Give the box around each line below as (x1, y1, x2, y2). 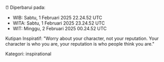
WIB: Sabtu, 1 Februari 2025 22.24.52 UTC (12, 15, 102, 20)
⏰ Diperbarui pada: (5, 5, 46, 10)
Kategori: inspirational (5, 51, 52, 57)
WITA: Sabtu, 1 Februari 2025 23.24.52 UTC (12, 20, 105, 26)
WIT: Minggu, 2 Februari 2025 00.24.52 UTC (12, 26, 107, 31)
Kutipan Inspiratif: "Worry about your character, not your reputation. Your (5, 35, 159, 42)
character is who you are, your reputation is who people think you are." (5, 41, 155, 47)
